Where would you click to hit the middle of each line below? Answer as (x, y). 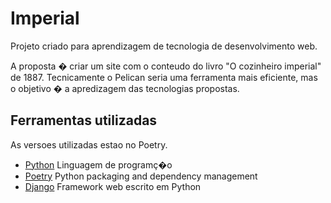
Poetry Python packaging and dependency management (141, 176)
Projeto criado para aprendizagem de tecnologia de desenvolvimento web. (164, 46)
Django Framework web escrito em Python (113, 186)
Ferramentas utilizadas (84, 120)
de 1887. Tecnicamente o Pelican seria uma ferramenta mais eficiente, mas (164, 77)
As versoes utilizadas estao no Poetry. (89, 144)
